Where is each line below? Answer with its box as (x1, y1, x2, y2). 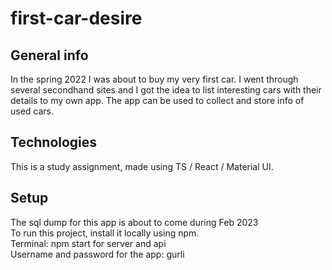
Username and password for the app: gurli (10, 248, 185, 260)
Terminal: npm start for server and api (10, 237, 167, 249)
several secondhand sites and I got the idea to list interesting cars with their (10, 84, 322, 96)
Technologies (10, 134, 98, 151)
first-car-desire (10, 7, 143, 30)
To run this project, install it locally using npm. (10, 227, 200, 239)
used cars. (10, 105, 55, 117)
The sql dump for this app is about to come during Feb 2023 (10, 216, 259, 228)
